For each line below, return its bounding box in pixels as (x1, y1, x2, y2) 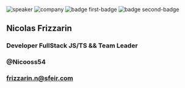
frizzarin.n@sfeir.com (6, 74, 73, 83)
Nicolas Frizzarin (6, 23, 72, 33)
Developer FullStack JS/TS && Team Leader (6, 41, 139, 50)
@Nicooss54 (6, 58, 46, 66)
